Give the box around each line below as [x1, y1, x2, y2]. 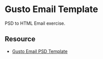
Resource [5, 35, 36, 43]
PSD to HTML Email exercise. [5, 20, 66, 26]
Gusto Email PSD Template [12, 48, 68, 54]
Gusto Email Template [5, 4, 98, 15]
